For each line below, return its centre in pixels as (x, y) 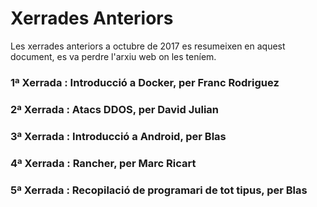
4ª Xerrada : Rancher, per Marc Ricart (103, 163)
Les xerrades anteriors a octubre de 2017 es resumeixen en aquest (148, 46)
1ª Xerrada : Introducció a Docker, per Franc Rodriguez (145, 82)
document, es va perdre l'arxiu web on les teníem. (113, 56)
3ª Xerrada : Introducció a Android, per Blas (118, 136)
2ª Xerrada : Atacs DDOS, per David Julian (114, 109)
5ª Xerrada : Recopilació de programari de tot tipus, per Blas (159, 190)
